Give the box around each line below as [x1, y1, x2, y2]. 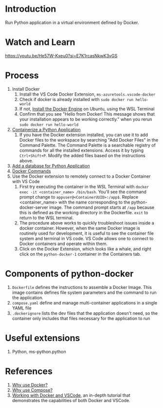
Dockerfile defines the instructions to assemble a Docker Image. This [12, 284, 152, 290]
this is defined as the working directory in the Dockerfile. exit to [19, 209, 148, 215]
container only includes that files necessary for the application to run [12, 315, 150, 321]
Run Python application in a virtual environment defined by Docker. [5, 20, 139, 25]
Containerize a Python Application [12, 126, 81, 132]
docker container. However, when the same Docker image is [19, 225, 140, 231]
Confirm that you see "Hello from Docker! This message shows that [19, 111, 155, 117]
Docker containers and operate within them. [19, 241, 108, 246]
